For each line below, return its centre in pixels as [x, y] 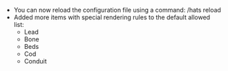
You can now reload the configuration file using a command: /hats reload [117, 10]
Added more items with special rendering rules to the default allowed [112, 17]
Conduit [35, 61]
